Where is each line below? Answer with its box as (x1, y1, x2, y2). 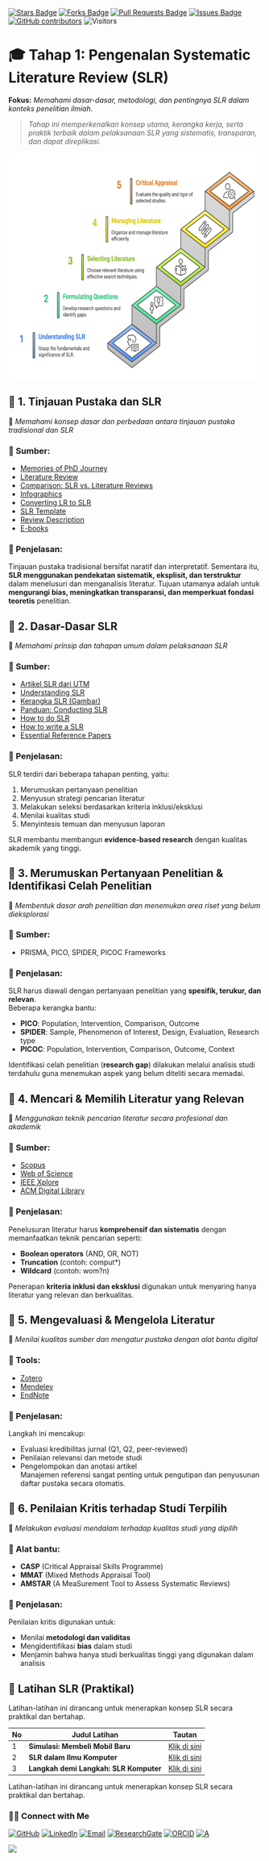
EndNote (19, 1390, 50, 1400)
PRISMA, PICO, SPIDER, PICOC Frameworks (19, 947, 167, 957)
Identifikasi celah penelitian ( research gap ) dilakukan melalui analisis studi (8, 1060, 255, 1070)
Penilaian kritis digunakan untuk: (8, 1617, 117, 1627)
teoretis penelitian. (8, 596, 72, 606)
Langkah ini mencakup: (8, 1428, 86, 1438)
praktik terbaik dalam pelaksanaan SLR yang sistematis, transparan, (27, 127, 258, 137)
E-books (19, 524, 49, 534)
